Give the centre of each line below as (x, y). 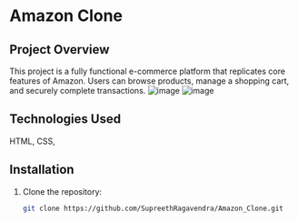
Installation (42, 170)
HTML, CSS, (33, 141)
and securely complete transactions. (78, 91)
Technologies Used (65, 119)
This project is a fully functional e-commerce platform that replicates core (148, 71)
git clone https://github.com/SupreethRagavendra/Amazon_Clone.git (153, 208)
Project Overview (60, 50)
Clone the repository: (62, 191)
